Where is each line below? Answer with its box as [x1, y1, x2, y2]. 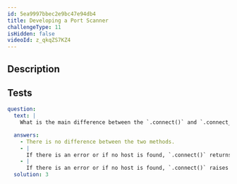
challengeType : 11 [7, 23, 61, 30]
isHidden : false [7, 30, 55, 38]
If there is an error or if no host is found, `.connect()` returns [25, 151, 232, 159]
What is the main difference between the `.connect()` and [20, 119, 197, 126]
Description [7, 63, 60, 75]
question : [7, 105, 37, 113]
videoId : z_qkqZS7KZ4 [7, 37, 71, 44]
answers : [13, 132, 39, 139]
